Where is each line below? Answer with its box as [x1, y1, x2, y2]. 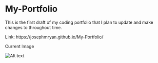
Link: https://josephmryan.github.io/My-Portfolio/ [5, 34, 104, 40]
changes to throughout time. [5, 24, 62, 30]
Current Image [5, 43, 34, 49]
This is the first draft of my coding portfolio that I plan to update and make [5, 19, 154, 25]
